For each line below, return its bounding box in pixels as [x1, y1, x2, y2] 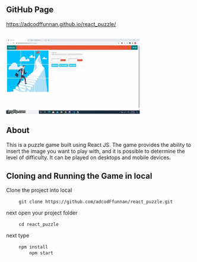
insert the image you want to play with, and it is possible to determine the [6, 147, 185, 154]
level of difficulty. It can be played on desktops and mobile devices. [6, 154, 171, 161]
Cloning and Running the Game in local [6, 171, 152, 181]
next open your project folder [6, 209, 78, 216]
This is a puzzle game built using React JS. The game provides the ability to [6, 141, 192, 148]
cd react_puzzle [18, 222, 59, 228]
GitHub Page [6, 5, 54, 15]
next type [6, 232, 30, 239]
